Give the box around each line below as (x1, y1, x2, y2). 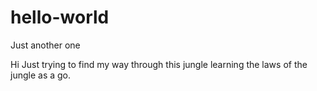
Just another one (10, 39, 81, 51)
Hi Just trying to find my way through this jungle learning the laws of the (10, 58, 308, 70)
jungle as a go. (10, 69, 72, 81)
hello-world (10, 6, 110, 29)
